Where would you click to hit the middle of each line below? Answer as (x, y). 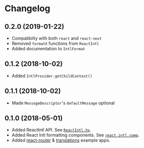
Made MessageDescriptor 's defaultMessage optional (63, 103)
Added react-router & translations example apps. (61, 140)
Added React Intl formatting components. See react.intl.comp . (75, 135)
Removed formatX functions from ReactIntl (55, 43)
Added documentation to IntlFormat (48, 49)
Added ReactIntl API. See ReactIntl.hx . (51, 130)
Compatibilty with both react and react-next (57, 38)
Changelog (27, 9)
